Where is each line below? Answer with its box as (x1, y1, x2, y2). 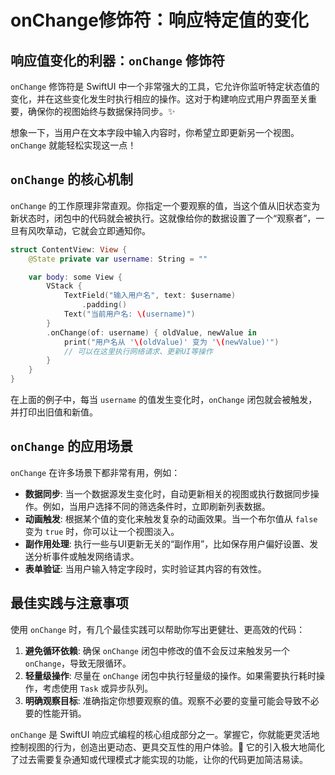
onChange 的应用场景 (10, 438, 133, 455)
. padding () (81, 300, 128, 310)
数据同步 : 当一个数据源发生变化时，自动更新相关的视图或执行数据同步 (24, 487, 311, 500)
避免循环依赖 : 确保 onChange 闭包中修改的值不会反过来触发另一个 (24, 644, 290, 656)
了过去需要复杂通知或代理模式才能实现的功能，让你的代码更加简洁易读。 (10, 753, 308, 765)
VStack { (46, 281, 83, 291)
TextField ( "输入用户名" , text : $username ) (63, 291, 237, 301)
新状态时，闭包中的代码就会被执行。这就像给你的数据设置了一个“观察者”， (10, 212, 317, 224)
